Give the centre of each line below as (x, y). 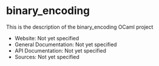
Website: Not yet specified (47, 38)
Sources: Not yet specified (47, 57)
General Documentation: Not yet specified (66, 44)
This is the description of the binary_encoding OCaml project (80, 27)
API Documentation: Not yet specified (60, 50)
